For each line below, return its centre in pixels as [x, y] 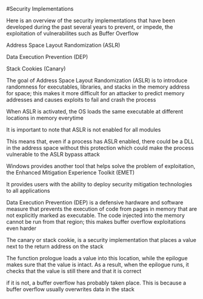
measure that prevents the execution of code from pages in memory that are [102, 209]
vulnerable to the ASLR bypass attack [53, 154]
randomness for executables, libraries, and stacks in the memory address [98, 87]
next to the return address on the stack [55, 246]
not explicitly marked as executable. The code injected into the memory [95, 215]
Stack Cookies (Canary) [36, 69]
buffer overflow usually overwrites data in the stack [71, 289]
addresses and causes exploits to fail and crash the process [81, 100]
